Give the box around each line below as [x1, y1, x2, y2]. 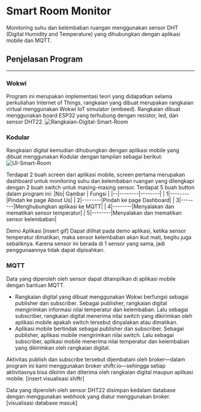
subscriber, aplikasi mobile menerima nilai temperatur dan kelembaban [14, 338, 190, 345]
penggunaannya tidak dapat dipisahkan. [6, 246, 105, 254]
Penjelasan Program [6, 54, 83, 64]
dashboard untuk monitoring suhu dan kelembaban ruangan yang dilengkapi [6, 178, 194, 185]
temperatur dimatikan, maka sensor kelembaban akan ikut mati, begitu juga [6, 234, 191, 241]
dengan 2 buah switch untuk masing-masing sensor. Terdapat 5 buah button [6, 184, 195, 191]
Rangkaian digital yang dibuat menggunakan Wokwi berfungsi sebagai [14, 293, 189, 300]
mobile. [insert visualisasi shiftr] [6, 375, 85, 382]
